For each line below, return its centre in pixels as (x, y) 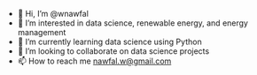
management (42, 32)
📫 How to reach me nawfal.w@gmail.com (94, 61)
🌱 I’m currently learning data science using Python (109, 41)
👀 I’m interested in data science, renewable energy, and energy (132, 23)
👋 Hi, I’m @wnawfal (53, 14)
